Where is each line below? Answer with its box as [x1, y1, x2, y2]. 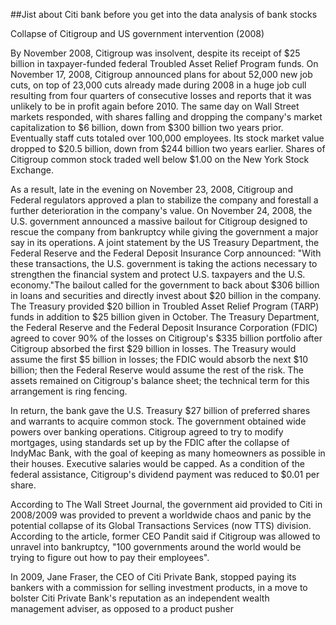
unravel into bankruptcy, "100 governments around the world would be [10, 541, 302, 553]
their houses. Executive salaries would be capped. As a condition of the [10, 458, 305, 469]
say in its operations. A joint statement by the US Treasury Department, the [10, 237, 320, 248]
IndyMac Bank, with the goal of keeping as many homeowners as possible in [10, 447, 326, 459]
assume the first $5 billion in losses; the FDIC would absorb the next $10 [10, 354, 309, 365]
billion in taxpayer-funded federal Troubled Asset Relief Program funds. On [10, 58, 319, 69]
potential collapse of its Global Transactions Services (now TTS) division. [10, 520, 312, 531]
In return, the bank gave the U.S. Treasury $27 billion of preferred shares [10, 405, 311, 416]
